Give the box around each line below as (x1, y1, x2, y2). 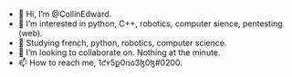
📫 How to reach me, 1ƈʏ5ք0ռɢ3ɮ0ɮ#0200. (17, 57, 182, 68)
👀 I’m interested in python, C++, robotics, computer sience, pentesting (17, 18, 283, 29)
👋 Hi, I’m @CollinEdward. (17, 9, 112, 19)
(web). (17, 28, 43, 38)
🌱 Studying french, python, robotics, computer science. (17, 37, 227, 48)
